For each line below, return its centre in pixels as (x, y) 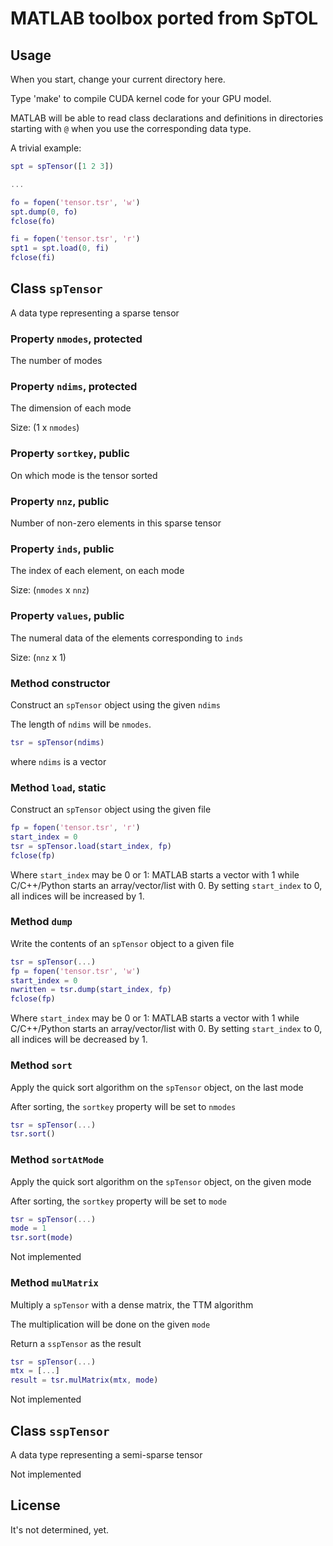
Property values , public (67, 616)
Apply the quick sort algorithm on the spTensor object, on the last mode (157, 1087)
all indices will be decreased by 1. (79, 1039)
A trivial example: (46, 148)
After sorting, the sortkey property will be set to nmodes (123, 1106)
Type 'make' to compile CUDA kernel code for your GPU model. (141, 98)
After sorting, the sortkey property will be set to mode (118, 1201)
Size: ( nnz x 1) (38, 657)
